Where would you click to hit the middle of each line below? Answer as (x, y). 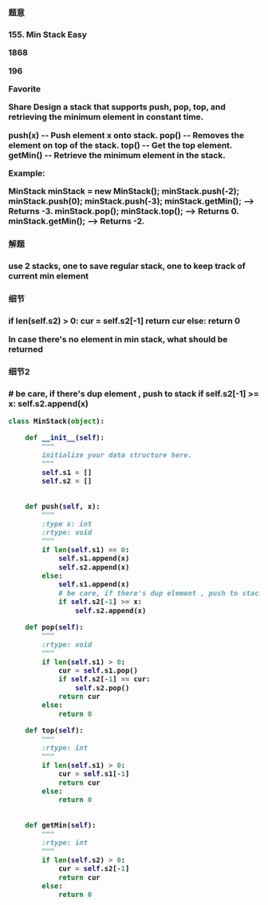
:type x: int (67, 524)
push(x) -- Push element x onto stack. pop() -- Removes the (126, 135)
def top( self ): (54, 731)
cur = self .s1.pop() (98, 670)
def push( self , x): (63, 506)
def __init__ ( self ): (65, 438)
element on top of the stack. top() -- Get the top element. (120, 145)
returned (26, 349)
